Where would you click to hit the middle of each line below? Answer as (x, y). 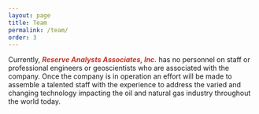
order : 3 (22, 37)
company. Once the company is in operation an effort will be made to (120, 76)
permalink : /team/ (38, 30)
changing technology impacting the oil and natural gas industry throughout (129, 93)
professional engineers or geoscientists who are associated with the (119, 68)
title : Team (28, 23)
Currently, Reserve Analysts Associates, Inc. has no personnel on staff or (129, 60)
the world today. (35, 101)
